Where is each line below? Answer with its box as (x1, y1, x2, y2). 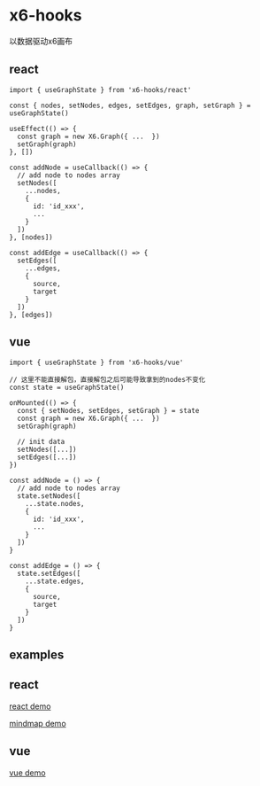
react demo (9, 701, 51, 712)
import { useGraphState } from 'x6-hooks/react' (9, 85, 192, 94)
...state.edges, (25, 577, 86, 586)
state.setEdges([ (17, 569, 81, 578)
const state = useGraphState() (9, 383, 125, 392)
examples (9, 647, 65, 662)
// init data (17, 437, 65, 446)
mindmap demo (9, 718, 66, 728)
